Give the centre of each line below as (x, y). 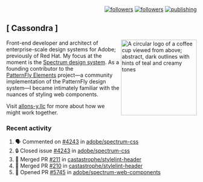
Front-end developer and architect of (52, 43)
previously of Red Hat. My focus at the (54, 56)
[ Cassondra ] (32, 28)
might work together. (32, 112)
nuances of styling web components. (52, 94)
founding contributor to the (40, 68)
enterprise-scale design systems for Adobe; (61, 49)
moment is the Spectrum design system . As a (63, 62)
